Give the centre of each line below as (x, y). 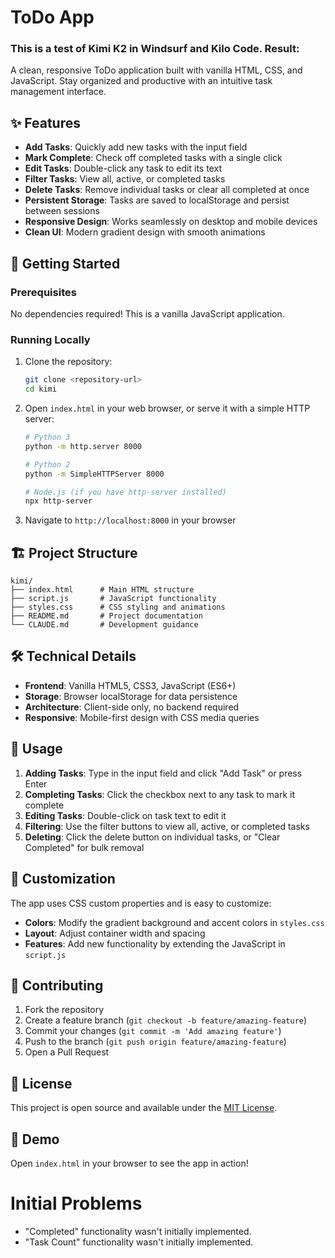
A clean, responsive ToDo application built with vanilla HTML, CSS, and (156, 70)
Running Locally (50, 339)
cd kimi (40, 389)
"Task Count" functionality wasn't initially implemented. (139, 1242)
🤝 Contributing (57, 985)
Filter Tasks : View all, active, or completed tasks (125, 179)
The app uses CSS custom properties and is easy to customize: (141, 903)
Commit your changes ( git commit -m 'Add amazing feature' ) (153, 1031)
